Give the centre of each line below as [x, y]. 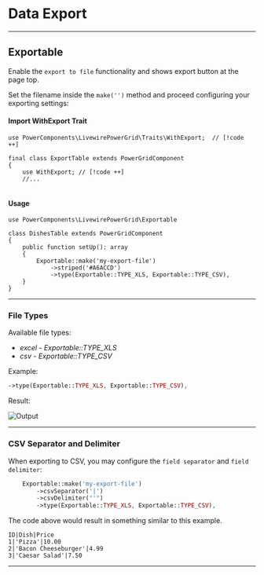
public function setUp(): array [75, 247]
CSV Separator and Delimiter [64, 444]
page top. [24, 79]
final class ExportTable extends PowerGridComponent [96, 158]
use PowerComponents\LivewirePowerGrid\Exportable [93, 220]
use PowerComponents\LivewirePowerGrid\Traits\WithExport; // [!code [126, 137]
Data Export [48, 14]
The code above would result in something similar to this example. [115, 521]
